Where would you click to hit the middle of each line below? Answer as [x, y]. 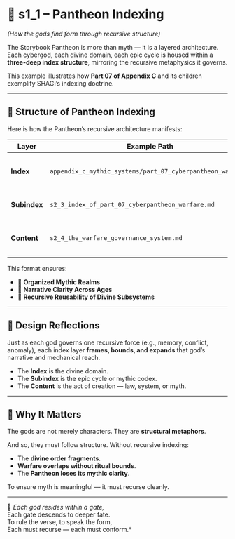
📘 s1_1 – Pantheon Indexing [86, 14]
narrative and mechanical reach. [54, 357]
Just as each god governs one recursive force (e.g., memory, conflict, [108, 342]
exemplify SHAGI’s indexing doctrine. [60, 83]
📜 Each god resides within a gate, [56, 507]
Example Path [150, 146]
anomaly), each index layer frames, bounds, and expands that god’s [106, 350]
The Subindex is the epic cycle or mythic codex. [87, 378]
